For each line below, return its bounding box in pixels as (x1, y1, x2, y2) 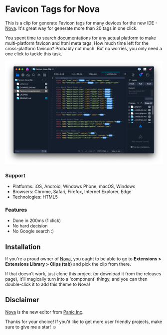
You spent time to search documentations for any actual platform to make (5, 35, 156, 41)
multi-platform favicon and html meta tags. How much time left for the (5, 40, 149, 46)
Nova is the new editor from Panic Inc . (5, 309, 84, 315)
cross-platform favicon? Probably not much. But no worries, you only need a (5, 45, 163, 51)
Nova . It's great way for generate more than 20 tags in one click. (5, 25, 138, 31)
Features (5, 206, 27, 213)
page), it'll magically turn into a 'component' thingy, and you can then (5, 276, 148, 282)
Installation (5, 242, 41, 251)
